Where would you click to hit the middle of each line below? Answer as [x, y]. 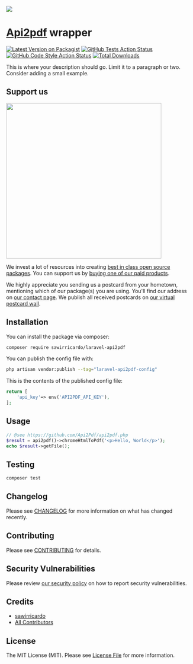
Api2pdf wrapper [49, 33]
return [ [17, 392]
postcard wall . [23, 303]
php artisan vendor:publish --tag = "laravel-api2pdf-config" [82, 370]
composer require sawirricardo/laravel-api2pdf [66, 347]
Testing [20, 464]
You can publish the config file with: [50, 358]
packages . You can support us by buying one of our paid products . [88, 273]
